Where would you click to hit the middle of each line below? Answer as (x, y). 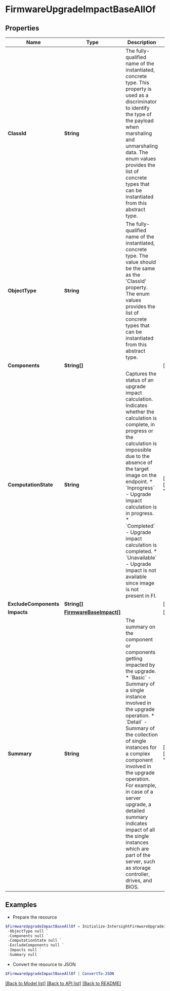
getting (134, 658)
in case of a (139, 792)
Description (142, 42)
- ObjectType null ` (28, 931)
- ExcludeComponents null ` (36, 945)
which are (137, 849)
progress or (139, 431)
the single (137, 836)
